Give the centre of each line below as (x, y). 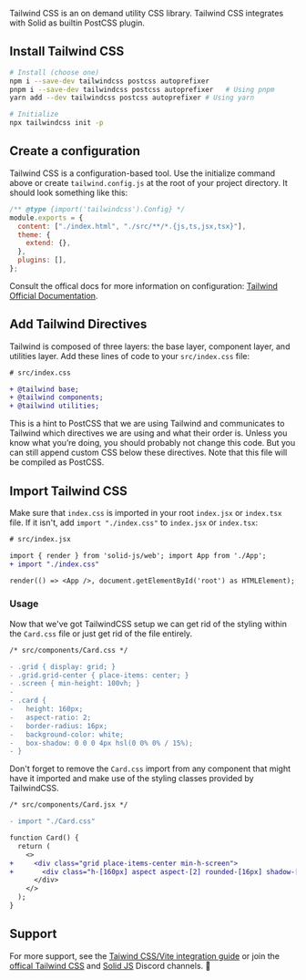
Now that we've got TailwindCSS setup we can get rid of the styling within (148, 624)
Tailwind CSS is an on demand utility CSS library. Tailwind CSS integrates (147, 13)
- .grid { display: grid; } (63, 666)
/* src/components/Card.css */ (69, 650)
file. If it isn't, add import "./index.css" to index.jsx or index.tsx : (134, 522)
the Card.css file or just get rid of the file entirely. (101, 634)
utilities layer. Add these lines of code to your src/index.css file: (130, 356)
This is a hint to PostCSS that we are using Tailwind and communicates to (147, 424)
